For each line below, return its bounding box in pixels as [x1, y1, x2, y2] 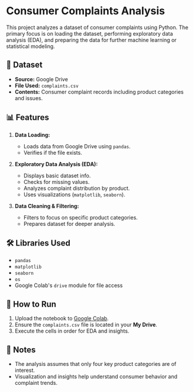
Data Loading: [14, 131, 50, 138]
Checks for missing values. [23, 178, 90, 185]
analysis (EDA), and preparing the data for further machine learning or [6, 36, 177, 43]
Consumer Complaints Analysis [6, 4, 166, 18]
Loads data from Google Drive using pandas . [23, 142, 131, 149]
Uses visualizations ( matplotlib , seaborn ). [23, 191, 125, 198]
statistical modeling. [6, 43, 55, 50]
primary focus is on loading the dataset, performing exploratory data [6, 30, 173, 37]
